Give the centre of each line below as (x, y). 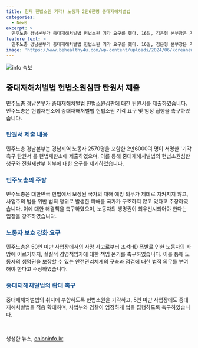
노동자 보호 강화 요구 (33, 233)
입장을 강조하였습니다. (32, 216)
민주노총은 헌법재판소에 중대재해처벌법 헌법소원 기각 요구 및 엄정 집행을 (88, 110)
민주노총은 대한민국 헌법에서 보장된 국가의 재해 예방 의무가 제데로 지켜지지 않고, (97, 194)
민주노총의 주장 (27, 180)
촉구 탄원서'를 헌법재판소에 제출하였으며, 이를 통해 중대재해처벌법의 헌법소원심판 (98, 156)
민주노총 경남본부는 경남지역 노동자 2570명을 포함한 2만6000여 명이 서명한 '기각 (99, 149)
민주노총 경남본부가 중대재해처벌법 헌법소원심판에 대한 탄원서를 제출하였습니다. (97, 103)
